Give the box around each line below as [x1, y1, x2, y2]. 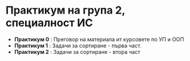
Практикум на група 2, [5, 4, 125, 17]
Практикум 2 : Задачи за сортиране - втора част [14, 48, 141, 55]
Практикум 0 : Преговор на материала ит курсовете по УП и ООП [14, 36, 185, 43]
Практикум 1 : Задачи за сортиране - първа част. [14, 42, 142, 49]
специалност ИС [5, 16, 93, 30]
